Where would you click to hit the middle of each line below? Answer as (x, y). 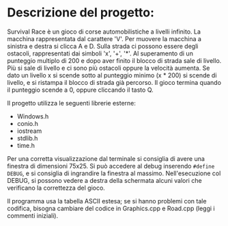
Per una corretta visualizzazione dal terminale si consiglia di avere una (106, 158)
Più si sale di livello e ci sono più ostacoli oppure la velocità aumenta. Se (109, 68)
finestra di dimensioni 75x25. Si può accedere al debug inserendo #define (111, 166)
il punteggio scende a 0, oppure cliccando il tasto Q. (80, 90)
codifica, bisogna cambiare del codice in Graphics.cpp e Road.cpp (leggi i (111, 208)
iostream (29, 131)
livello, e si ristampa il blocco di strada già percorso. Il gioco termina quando (114, 82)
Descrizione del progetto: (81, 13)
